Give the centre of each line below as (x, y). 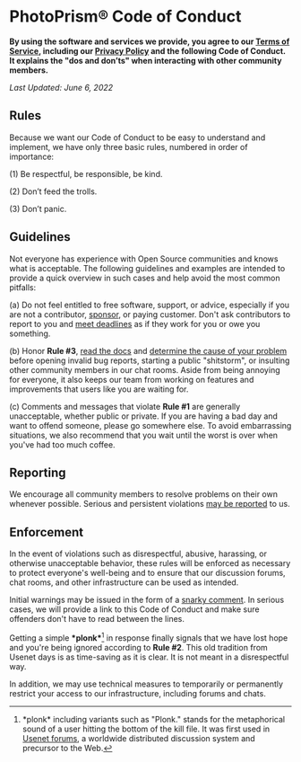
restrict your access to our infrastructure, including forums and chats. (138, 693)
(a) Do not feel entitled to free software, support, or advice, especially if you (149, 305)
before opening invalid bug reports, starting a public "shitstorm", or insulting (150, 360)
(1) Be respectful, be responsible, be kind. (86, 173)
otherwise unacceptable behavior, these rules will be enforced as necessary (150, 563)
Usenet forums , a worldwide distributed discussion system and (138, 738)
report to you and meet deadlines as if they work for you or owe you (135, 323)
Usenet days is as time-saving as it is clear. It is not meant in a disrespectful (149, 657)
